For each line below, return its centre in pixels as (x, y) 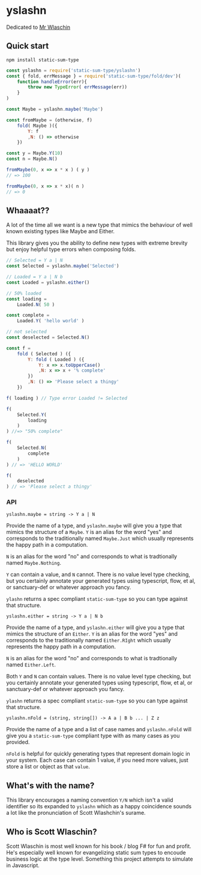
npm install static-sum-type (43, 60)
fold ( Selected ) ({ (44, 354)
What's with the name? (50, 785)
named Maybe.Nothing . (34, 563)
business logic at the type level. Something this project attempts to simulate (100, 859)
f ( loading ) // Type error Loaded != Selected (67, 398)
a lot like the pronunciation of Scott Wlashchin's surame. (76, 813)
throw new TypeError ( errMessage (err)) (78, 87)
